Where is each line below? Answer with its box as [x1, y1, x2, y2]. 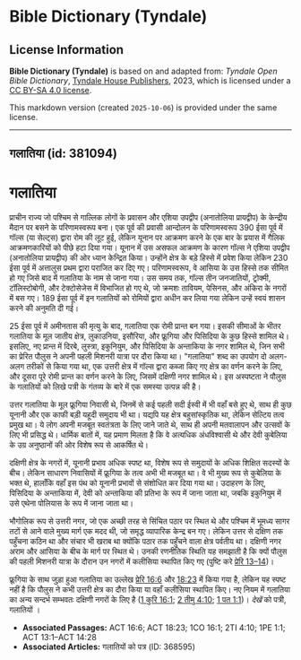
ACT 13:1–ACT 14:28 [21, 632, 97, 643]
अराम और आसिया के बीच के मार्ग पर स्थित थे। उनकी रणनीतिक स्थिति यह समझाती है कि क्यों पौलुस [9, 546, 288, 557]
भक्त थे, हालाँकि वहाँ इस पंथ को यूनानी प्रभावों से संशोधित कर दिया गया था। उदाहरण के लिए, [9, 478, 267, 489]
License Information [9, 42, 124, 57]
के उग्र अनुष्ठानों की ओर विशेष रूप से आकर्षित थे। [9, 439, 150, 450]
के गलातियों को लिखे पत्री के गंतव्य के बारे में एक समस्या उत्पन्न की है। [9, 381, 202, 392]
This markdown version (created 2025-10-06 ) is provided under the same [9, 102, 278, 113]
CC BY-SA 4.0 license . [9, 85, 92, 95]
